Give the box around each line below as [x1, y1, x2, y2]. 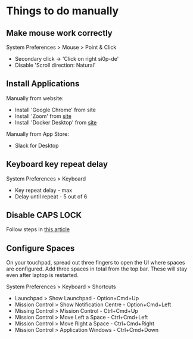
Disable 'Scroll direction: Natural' [14, 61, 96, 69]
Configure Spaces [6, 243, 75, 253]
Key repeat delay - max [14, 186, 73, 194]
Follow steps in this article [6, 226, 70, 233]
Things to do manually [6, 4, 119, 18]
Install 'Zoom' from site [14, 112, 71, 120]
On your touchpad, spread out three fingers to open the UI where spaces [6, 259, 185, 266]
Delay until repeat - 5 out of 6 [14, 192, 88, 200]
